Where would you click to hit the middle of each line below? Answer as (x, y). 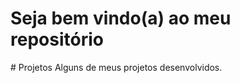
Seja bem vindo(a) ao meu (121, 18)
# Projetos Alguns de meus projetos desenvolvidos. (116, 67)
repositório (57, 39)
